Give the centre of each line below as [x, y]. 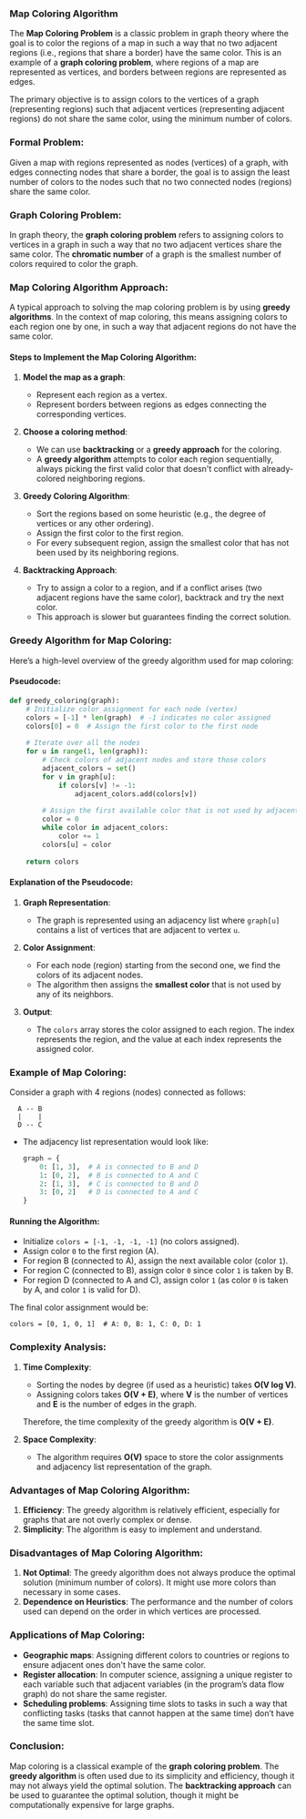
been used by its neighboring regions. [107, 553]
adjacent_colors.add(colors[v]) [136, 794]
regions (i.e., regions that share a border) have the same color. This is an [146, 53]
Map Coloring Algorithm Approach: [89, 287]
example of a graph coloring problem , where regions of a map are [134, 63]
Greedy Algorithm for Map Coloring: [91, 640]
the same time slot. [58, 1722]
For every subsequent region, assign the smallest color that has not [163, 543]
